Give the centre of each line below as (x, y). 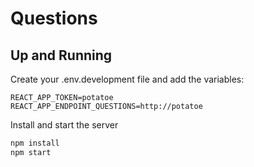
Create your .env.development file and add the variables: (127, 79)
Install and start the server (64, 125)
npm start (31, 152)
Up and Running (61, 55)
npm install (35, 143)
